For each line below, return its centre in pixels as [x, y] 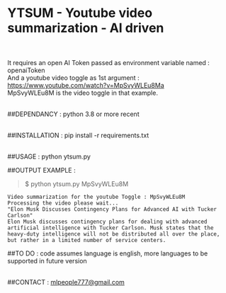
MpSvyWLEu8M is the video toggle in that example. [83, 93]
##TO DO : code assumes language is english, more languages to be [108, 253]
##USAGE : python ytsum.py [49, 156]
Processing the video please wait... [63, 203]
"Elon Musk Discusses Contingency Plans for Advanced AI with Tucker [112, 209]
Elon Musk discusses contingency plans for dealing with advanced [107, 222]
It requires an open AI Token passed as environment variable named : [109, 62]
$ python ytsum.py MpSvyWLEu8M [77, 184]
